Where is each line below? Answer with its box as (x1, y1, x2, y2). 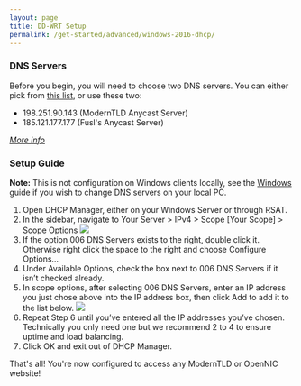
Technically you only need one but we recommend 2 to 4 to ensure (22, 321, 272, 332)
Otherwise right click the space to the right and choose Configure (22, 244, 267, 254)
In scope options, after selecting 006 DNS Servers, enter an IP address (22, 281, 287, 293)
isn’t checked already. (22, 272, 105, 283)
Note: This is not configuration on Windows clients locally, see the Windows (9, 177, 292, 188)
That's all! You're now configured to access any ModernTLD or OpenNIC (9, 358, 278, 369)
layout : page (9, 13, 59, 23)
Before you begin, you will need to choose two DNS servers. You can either (9, 80, 289, 91)
